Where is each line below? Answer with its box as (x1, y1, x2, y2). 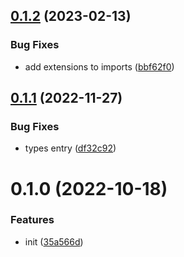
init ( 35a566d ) (24, 235, 84, 248)
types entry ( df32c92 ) (24, 142, 117, 154)
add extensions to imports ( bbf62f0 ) (24, 60, 175, 73)
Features (10, 213, 55, 227)
